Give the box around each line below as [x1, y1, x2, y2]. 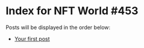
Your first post [14, 35, 50, 42]
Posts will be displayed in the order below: [5, 24, 111, 31]
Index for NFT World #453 [5, 4, 139, 18]
